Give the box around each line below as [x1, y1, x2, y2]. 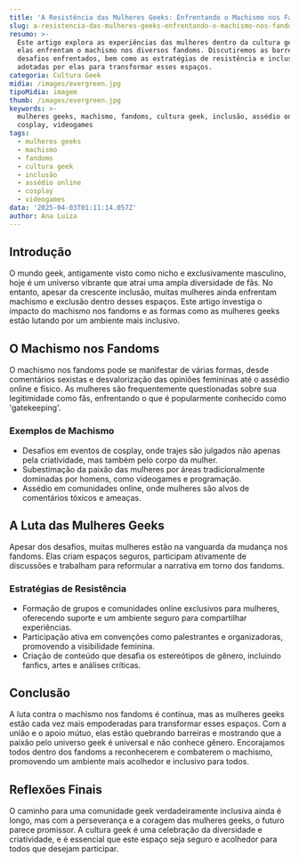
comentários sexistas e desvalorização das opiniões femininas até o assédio [9, 375, 290, 385]
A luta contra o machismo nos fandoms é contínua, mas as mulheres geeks [9, 709, 285, 720]
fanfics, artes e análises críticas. [21, 659, 141, 670]
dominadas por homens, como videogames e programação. [21, 473, 242, 484]
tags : [9, 129, 29, 138]
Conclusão [9, 686, 71, 701]
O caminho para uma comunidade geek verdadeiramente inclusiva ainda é [9, 806, 282, 817]
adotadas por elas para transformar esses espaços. [17, 63, 214, 72]
